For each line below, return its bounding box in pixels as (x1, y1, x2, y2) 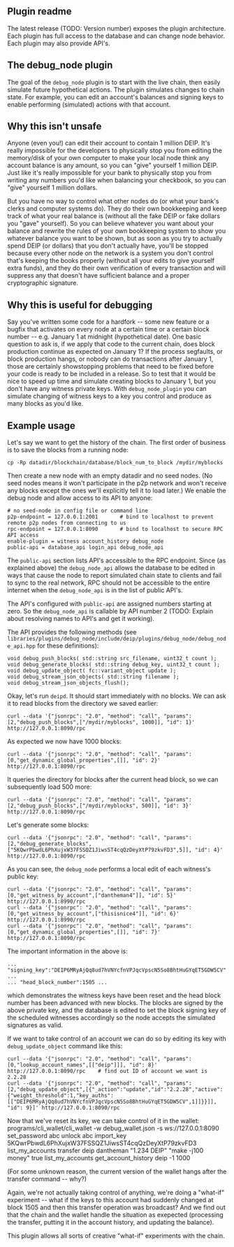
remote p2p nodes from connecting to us (7, 520, 127, 527)
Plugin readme (7, 6, 72, 17)
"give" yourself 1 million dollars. (7, 183, 98, 192)
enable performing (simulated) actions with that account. (7, 100, 171, 108)
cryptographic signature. (7, 279, 79, 287)
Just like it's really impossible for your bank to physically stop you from (7, 169, 212, 177)
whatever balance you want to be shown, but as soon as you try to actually (7, 234, 223, 243)
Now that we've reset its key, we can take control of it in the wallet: (7, 1117, 200, 1125)
